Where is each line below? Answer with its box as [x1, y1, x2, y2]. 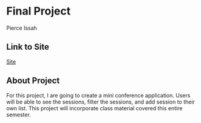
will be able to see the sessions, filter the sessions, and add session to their [6, 98, 196, 105]
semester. [6, 111, 32, 118]
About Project [6, 76, 60, 86]
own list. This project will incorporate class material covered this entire [6, 104, 183, 111]
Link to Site [6, 42, 50, 52]
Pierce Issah [6, 24, 38, 32]
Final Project [6, 4, 71, 18]
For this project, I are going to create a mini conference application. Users [6, 91, 191, 99]
